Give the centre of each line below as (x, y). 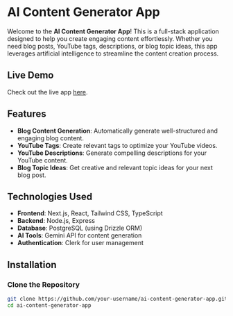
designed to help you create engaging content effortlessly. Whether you (110, 38)
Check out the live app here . (48, 92)
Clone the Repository (44, 284)
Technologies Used (50, 196)
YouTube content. (42, 160)
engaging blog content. (51, 138)
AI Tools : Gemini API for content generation (79, 235)
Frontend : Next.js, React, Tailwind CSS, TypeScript (90, 213)
